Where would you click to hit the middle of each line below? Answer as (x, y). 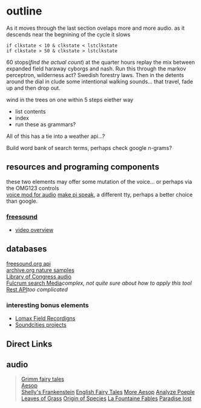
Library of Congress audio (39, 276)
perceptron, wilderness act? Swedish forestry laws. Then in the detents (95, 75)
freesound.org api (29, 263)
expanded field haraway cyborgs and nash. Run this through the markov (96, 69)
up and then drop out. (33, 88)
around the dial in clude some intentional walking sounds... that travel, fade (100, 81)
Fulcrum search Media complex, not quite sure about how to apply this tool (99, 283)
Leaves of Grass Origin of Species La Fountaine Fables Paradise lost (106, 398)
